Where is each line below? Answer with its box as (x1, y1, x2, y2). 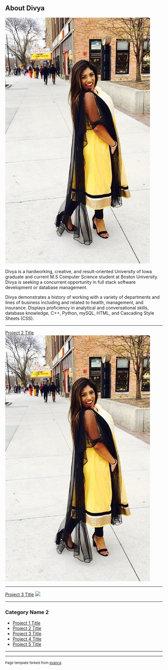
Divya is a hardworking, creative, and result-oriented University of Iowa (5, 268, 152, 274)
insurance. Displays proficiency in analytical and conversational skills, (5, 305, 149, 311)
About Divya (5, 4, 45, 13)
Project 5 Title (12, 641, 41, 647)
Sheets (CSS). (5, 315, 34, 321)
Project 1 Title (12, 620, 41, 626)
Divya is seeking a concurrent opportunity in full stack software (5, 279, 136, 285)
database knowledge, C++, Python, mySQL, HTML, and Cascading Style (5, 310, 154, 316)
